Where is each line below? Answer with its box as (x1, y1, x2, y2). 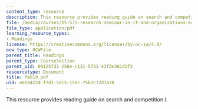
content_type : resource (6, 8, 65, 15)
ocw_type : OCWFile (6, 47, 51, 53)
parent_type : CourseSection (6, 58, 75, 64)
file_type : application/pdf (6, 25, 75, 31)
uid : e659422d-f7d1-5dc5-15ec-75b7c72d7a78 (6, 80, 115, 86)
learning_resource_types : (6, 31, 70, 37)
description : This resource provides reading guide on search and (6, 14, 173, 20)
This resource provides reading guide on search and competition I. (6, 96, 168, 103)
